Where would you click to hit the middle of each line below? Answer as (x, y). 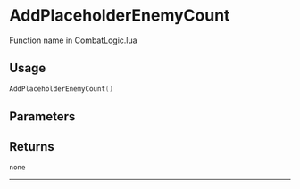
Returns (32, 147)
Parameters (42, 117)
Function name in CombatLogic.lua (73, 40)
